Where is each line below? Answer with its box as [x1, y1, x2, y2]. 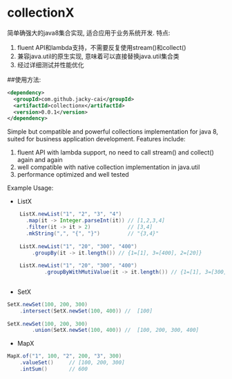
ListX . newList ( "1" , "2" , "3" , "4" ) [19, 211, 122, 218]
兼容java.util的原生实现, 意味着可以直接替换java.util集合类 [17, 52, 180, 60]
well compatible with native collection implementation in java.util [17, 163, 200, 171]
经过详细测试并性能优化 [17, 60, 84, 69]
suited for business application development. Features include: [7, 135, 186, 143]
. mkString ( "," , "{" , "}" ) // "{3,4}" [25, 230, 159, 237]
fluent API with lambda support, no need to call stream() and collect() [17, 148, 214, 157]
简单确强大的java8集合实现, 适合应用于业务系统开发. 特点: [7, 28, 171, 37]
